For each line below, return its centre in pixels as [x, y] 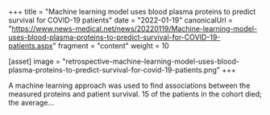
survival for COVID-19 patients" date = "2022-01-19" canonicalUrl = [121, 20]
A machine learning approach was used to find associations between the [129, 85]
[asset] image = [34, 61]
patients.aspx [31, 46]
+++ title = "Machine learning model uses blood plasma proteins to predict [132, 12]
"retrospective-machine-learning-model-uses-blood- [151, 61]
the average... [31, 103]
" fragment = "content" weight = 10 [111, 46]
